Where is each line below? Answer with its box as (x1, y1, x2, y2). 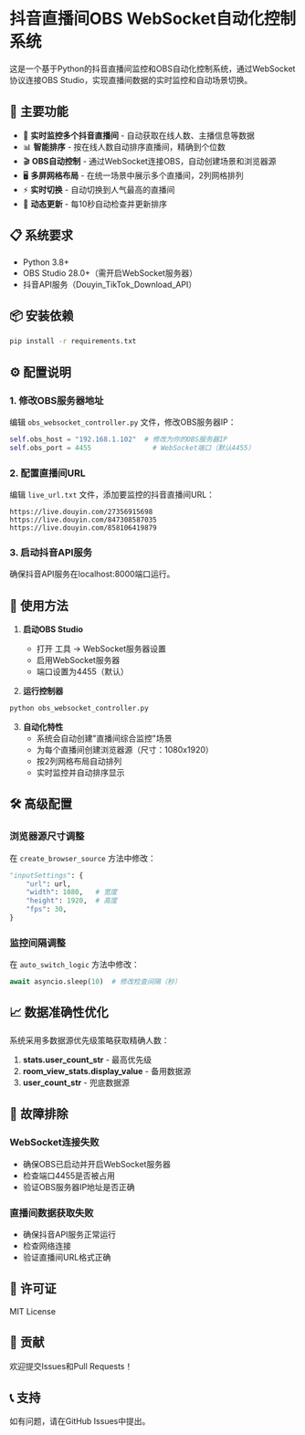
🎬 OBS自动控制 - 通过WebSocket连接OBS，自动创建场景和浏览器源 (22, 155, 277, 166)
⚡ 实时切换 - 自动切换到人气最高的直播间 (22, 184, 175, 195)
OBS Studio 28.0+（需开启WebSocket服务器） (22, 267, 198, 279)
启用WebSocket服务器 (36, 655, 121, 666)
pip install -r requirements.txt (9, 337, 137, 346)
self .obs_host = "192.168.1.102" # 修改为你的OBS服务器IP (9, 435, 228, 444)
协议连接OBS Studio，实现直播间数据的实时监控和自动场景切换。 (9, 74, 253, 85)
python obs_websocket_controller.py (9, 704, 149, 713)
